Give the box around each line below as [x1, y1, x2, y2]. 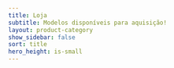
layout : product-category [8, 26, 93, 34]
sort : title [8, 41, 47, 48]
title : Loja [8, 11, 47, 20]
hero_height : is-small [8, 48, 83, 55]
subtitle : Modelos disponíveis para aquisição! [8, 19, 168, 27]
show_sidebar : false [8, 33, 76, 41]
